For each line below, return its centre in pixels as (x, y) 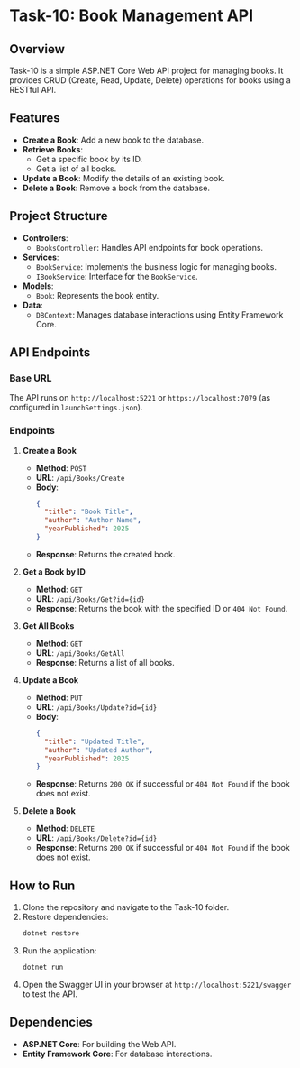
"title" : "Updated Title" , (95, 741)
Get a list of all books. (76, 169)
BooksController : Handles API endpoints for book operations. (150, 247)
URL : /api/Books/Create (80, 477)
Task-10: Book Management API (132, 16)
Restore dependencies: (65, 917)
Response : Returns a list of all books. (105, 662)
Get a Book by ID (54, 571)
